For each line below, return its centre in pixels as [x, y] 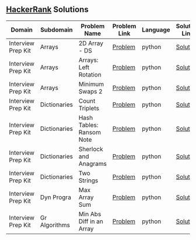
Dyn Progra [56, 197]
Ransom [90, 132]
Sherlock [91, 149]
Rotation [90, 74]
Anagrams [92, 164]
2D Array [91, 43]
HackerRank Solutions [47, 10]
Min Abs [90, 214]
